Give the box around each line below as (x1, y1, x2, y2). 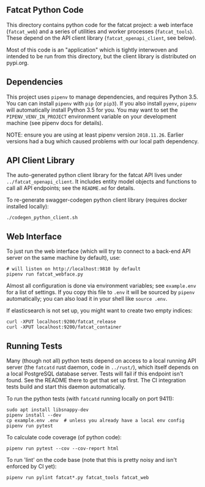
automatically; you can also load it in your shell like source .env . (6, 295, 168, 303)
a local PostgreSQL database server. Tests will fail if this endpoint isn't (6, 370, 184, 377)
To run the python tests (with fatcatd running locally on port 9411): (6, 395, 174, 402)
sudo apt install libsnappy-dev (6, 407, 89, 413)
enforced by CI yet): (6, 462, 57, 470)
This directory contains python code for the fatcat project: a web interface (6, 21, 194, 28)
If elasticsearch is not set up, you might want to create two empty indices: (6, 307, 193, 314)
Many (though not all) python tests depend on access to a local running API (6, 357, 197, 364)
